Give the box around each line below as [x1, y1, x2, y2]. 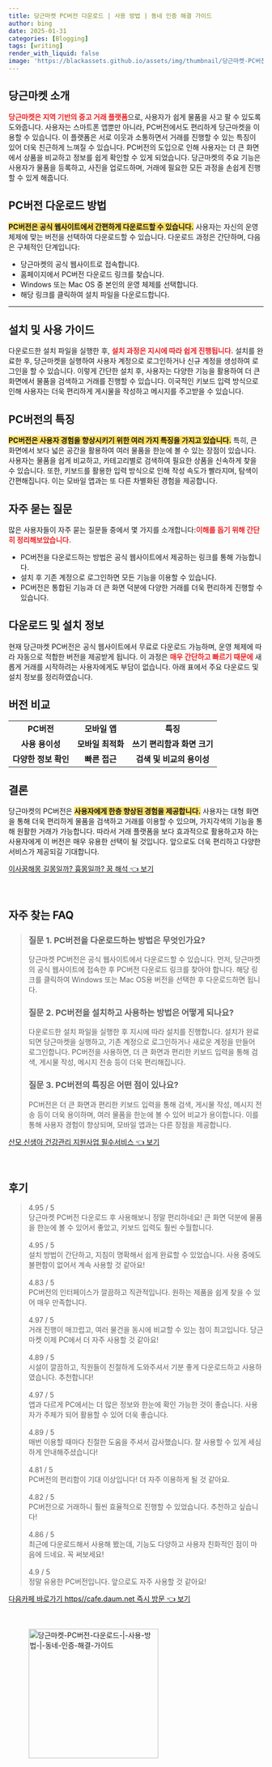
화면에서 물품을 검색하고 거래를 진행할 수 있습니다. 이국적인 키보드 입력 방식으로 [8, 376, 259, 386]
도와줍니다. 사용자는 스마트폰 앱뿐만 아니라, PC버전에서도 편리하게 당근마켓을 [8, 122, 252, 132]
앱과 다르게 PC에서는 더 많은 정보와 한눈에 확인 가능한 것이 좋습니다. [28, 1400, 244, 1409]
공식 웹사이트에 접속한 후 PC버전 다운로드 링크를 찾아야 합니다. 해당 [36, 965, 249, 975]
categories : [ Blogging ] [8, 34, 89, 43]
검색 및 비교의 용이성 [135, 754, 210, 765]
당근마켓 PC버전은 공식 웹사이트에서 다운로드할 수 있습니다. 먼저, [28, 954, 233, 964]
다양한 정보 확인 [12, 754, 70, 765]
